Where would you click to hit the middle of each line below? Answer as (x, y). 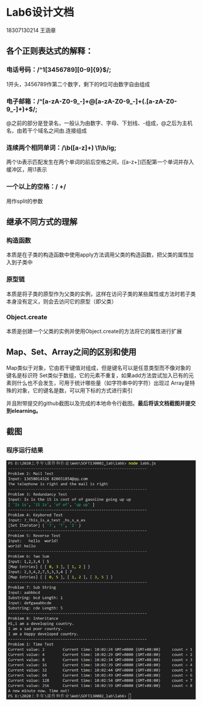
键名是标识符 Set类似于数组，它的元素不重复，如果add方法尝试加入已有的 (97, 375)
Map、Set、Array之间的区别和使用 (72, 352)
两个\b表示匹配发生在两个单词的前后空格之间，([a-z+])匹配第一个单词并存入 (100, 162)
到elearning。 (24, 410)
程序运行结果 (25, 450)
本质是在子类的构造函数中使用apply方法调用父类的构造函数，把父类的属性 (97, 255)
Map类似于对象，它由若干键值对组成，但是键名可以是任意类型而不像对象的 (99, 367)
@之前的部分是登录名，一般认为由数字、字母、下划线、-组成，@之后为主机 (99, 123)
